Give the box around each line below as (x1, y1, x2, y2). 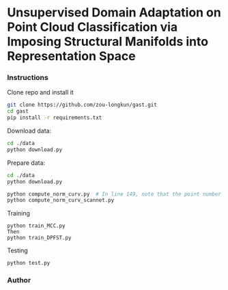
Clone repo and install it (7, 88, 74, 96)
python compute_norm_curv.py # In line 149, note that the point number (7, 190, 222, 198)
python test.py (7, 260, 51, 267)
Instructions (7, 73, 49, 83)
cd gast (7, 108, 29, 115)
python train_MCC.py (7, 222, 66, 230)
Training (7, 209, 31, 217)
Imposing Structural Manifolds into (7, 34, 209, 49)
